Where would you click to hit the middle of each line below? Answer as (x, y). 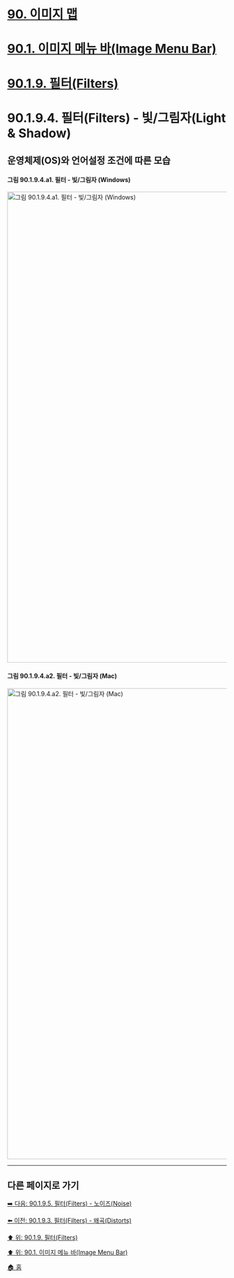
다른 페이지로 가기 (43, 1186)
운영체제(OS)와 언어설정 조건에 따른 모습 (89, 161)
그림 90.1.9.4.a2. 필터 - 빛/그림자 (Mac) (62, 676)
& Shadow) (39, 133)
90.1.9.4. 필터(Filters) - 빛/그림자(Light (117, 118)
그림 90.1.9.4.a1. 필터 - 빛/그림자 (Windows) (69, 179)
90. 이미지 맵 (42, 14)
